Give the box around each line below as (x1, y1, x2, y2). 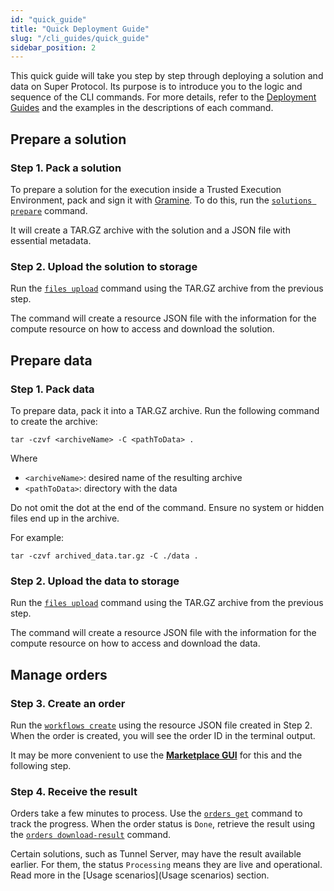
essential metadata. (10, 234, 92, 246)
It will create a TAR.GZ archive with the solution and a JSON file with (10, 224, 291, 236)
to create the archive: (10, 415, 98, 427)
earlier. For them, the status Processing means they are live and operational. (10, 859, 323, 871)
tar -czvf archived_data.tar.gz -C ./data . (10, 551, 199, 561)
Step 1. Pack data (10, 382, 95, 396)
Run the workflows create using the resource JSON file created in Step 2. (10, 719, 313, 731)
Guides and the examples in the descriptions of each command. (10, 102, 274, 114)
